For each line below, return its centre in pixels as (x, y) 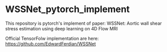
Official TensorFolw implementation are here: (52, 38)
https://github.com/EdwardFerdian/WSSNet (51, 43)
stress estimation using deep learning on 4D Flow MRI (61, 28)
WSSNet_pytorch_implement (68, 9)
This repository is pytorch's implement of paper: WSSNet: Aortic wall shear (83, 23)
